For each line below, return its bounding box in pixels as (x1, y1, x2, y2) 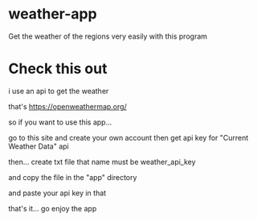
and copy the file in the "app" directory (8, 172, 137, 182)
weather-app (8, 5, 98, 23)
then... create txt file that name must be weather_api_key (8, 157, 196, 166)
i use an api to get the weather (8, 86, 109, 96)
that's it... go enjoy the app (8, 203, 97, 213)
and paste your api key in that (8, 188, 107, 198)
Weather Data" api (8, 141, 70, 151)
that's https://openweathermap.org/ (8, 101, 127, 111)
